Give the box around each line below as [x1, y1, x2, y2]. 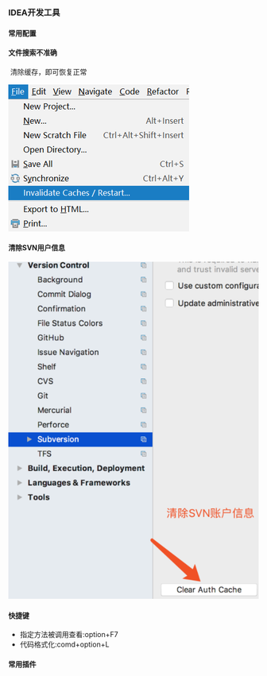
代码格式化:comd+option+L [19, 639, 110, 649]
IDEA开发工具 [8, 6, 60, 17]
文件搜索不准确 [8, 48, 57, 57]
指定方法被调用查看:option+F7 [19, 630, 118, 639]
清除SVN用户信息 [8, 243, 66, 253]
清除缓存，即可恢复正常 [10, 67, 87, 76]
